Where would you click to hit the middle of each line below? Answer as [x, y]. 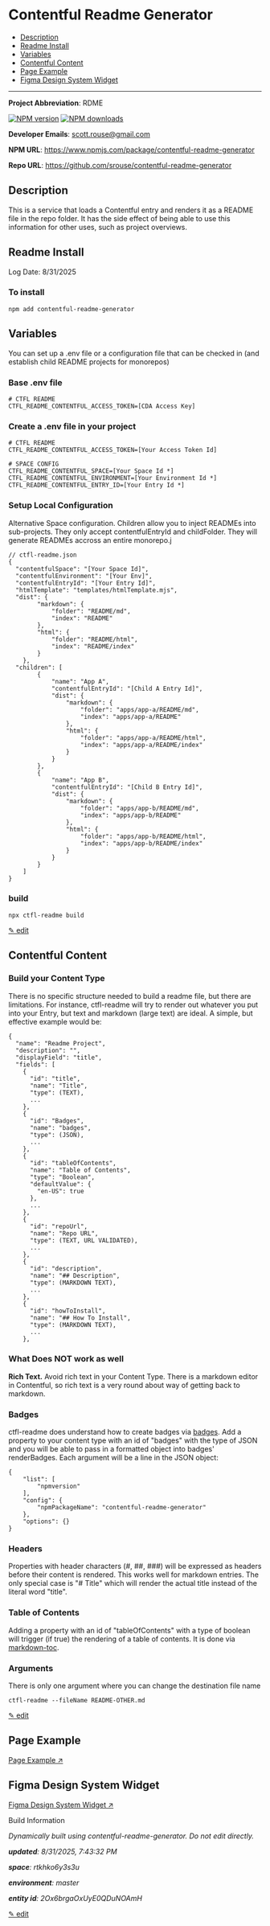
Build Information [37, 1820]
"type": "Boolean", [62, 1177]
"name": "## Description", [75, 1275]
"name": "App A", [80, 681]
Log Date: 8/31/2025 [42, 272]
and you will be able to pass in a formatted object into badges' [111, 1449]
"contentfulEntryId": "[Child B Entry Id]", [127, 787]
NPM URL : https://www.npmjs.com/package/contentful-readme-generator [132, 150]
